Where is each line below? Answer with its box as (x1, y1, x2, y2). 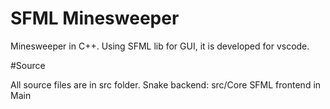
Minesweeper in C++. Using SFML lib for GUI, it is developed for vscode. (10, 40, 310, 52)
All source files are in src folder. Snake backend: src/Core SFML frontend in (10, 78, 322, 91)
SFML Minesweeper (10, 7, 180, 30)
